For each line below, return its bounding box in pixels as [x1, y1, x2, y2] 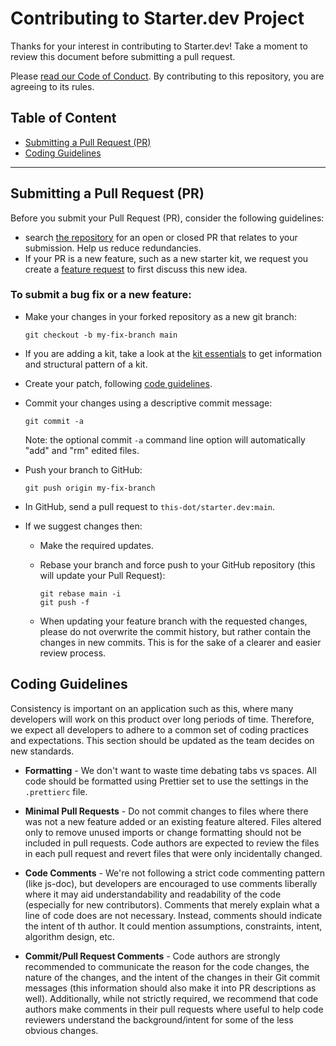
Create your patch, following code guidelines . [24, 377, 213, 389]
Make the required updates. [39, 539, 154, 551]
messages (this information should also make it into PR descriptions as [24, 982, 317, 994]
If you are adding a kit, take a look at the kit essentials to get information [24, 347, 323, 359]
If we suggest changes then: [24, 520, 143, 532]
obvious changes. [24, 1024, 99, 1036]
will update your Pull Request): [39, 569, 166, 581]
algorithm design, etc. [24, 930, 115, 942]
